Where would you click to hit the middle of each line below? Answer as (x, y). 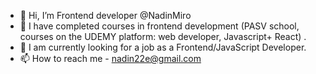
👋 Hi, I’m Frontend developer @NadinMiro (105, 15)
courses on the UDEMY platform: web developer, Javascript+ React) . (163, 36)
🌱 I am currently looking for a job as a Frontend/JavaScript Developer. (163, 47)
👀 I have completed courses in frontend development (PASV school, (159, 26)
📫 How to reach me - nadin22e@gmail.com (110, 58)
